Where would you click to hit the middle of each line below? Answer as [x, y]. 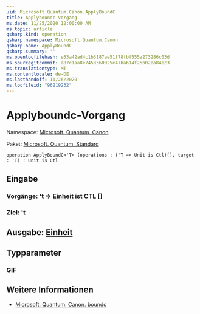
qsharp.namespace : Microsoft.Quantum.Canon [62, 40]
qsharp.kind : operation [36, 35]
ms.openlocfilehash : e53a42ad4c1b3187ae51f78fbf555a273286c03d [88, 57]
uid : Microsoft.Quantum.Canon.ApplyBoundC [61, 12]
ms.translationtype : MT [36, 68]
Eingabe [22, 179]
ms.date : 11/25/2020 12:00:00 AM [49, 23]
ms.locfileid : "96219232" [39, 86]
